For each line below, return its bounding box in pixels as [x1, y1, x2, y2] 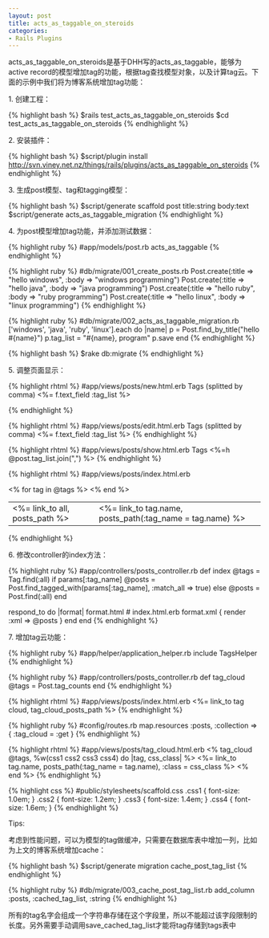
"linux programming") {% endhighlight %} [8, 300, 147, 310]
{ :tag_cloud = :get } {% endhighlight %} [8, 729, 141, 739]
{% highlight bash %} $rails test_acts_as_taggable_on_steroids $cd [8, 110, 230, 120]
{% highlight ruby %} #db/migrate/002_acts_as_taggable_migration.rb [8, 316, 239, 326]
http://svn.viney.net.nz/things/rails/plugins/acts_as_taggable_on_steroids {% [8, 160, 260, 169]
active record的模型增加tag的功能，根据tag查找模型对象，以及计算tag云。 [8, 67, 252, 77]
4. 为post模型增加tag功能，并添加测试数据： [8, 226, 155, 236]
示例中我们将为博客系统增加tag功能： [22, 77, 146, 87]
